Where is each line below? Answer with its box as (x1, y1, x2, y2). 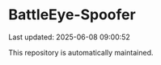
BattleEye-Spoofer (8, 6, 136, 24)
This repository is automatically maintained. (8, 47, 154, 57)
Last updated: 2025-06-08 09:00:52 (8, 32, 131, 42)
